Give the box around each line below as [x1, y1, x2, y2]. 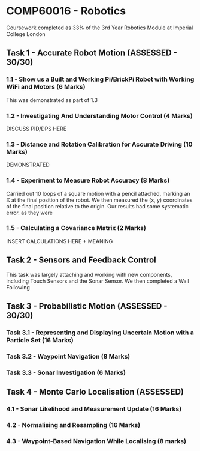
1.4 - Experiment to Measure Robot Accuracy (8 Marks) [6, 176, 170, 184]
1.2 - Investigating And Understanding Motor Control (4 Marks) [6, 111, 193, 120]
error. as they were [6, 209, 53, 216]
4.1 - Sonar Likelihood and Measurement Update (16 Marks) [6, 405, 182, 413]
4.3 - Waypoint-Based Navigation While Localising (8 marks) [6, 437, 187, 445]
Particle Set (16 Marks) [6, 336, 74, 344]
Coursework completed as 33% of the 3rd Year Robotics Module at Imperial [6, 24, 193, 31]
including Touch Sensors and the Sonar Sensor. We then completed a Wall [6, 277, 190, 285]
